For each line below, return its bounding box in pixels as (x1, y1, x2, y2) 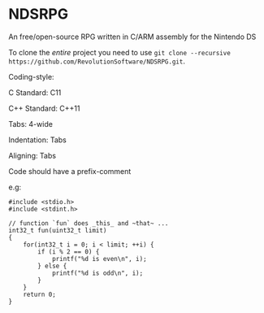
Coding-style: (8, 72, 54, 81)
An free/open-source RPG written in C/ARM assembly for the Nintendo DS (8, 32, 257, 41)
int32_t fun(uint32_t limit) (8, 226, 107, 234)
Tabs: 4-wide (8, 119, 53, 128)
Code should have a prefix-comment (8, 166, 132, 176)
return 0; (23, 290, 57, 298)
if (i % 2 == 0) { (37, 247, 100, 256)
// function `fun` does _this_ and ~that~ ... (8, 219, 169, 228)
